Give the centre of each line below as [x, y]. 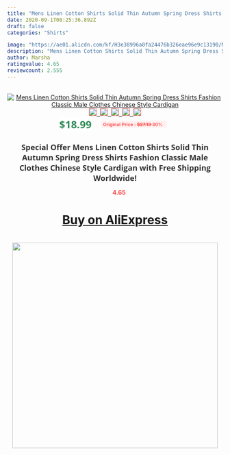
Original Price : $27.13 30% [133, 124]
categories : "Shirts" [38, 33]
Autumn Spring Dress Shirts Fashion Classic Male [115, 157]
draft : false [26, 26]
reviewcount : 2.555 [35, 70]
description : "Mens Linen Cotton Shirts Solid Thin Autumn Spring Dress [113, 51]
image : [16, 45]
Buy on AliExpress [115, 220]
